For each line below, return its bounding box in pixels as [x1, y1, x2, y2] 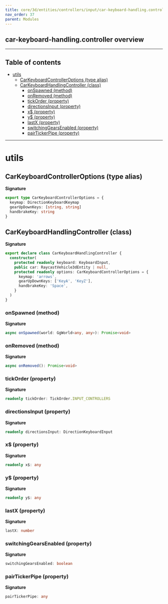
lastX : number [5, 528, 35, 533]
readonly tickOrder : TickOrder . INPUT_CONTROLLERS [5, 396, 111, 401]
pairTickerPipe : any [5, 594, 48, 599]
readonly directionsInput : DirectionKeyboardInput [5, 429, 113, 434]
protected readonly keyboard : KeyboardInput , [14, 260, 111, 265]
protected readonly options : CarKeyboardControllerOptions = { [14, 269, 149, 274]
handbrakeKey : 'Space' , [18, 283, 68, 288]
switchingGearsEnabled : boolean [5, 561, 72, 566]
